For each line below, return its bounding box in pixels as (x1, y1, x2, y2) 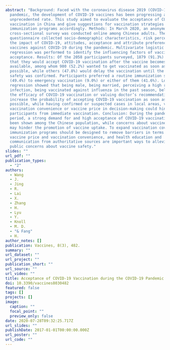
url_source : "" (5, 266, 37, 271)
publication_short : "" (5, 262, 53, 267)
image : (5, 299, 19, 304)
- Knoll (10, 219, 26, 224)
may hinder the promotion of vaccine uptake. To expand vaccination (10, 125, 157, 130)
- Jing (10, 182, 24, 187)
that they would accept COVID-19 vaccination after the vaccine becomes (10, 59, 166, 64)
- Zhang (10, 201, 26, 206)
